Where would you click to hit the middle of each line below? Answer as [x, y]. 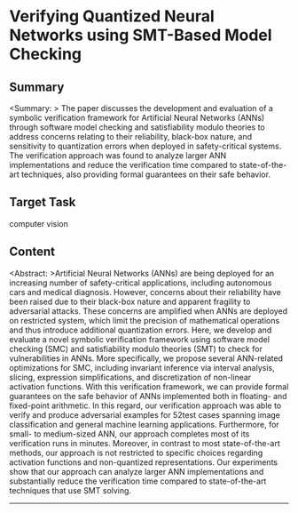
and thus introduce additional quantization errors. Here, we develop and [141, 330]
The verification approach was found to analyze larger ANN [118, 156]
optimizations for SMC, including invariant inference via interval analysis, [142, 367]
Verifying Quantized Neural [112, 16]
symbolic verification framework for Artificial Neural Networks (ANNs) [137, 118]
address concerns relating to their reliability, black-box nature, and [131, 136]
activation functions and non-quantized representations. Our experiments [143, 462]
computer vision [39, 223]
